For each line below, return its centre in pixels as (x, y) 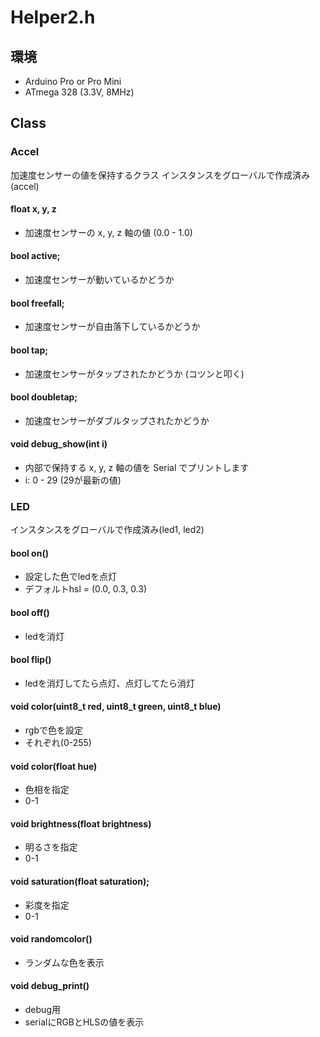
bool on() (29, 553)
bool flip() (31, 660)
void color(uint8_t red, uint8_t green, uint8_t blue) (116, 707)
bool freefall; (37, 303)
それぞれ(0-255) (58, 743)
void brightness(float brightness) (81, 823)
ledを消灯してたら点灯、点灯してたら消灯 (110, 683)
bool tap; (29, 350)
